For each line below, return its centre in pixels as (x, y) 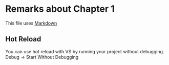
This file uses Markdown (31, 23)
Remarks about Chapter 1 (60, 9)
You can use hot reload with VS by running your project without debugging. (85, 51)
